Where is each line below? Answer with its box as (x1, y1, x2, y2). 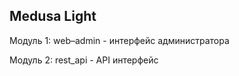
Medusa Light (9, 8, 97, 25)
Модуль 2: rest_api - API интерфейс (9, 54, 159, 66)
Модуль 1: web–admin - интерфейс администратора (9, 34, 230, 46)
